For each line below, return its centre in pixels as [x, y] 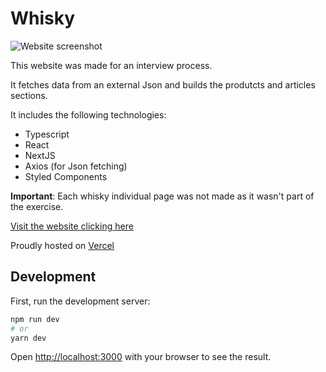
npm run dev [35, 319]
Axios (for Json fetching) [76, 166]
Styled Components [66, 176]
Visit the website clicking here [72, 226]
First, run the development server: [80, 301]
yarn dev [28, 338]
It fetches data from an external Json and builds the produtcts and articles [163, 84]
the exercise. [37, 206]
